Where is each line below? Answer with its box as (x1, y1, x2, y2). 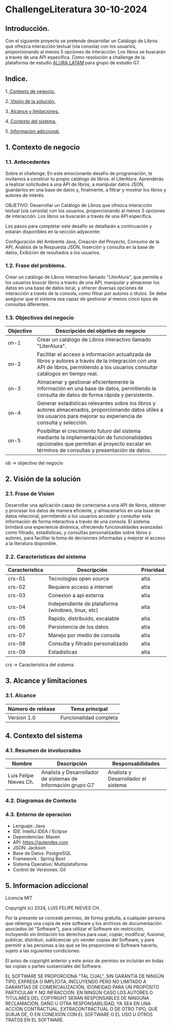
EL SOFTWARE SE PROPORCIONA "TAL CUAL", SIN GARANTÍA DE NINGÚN (5, 973, 165, 979)
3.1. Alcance (5, 692, 36, 699)
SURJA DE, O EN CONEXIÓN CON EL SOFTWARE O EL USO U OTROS (5, 1012, 153, 1018)
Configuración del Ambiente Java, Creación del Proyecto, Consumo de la (5, 238, 160, 245)
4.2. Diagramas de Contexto (5, 797, 77, 804)
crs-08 (8, 640, 26, 647)
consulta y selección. (37, 419, 88, 426)
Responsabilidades (112, 760, 160, 768)
